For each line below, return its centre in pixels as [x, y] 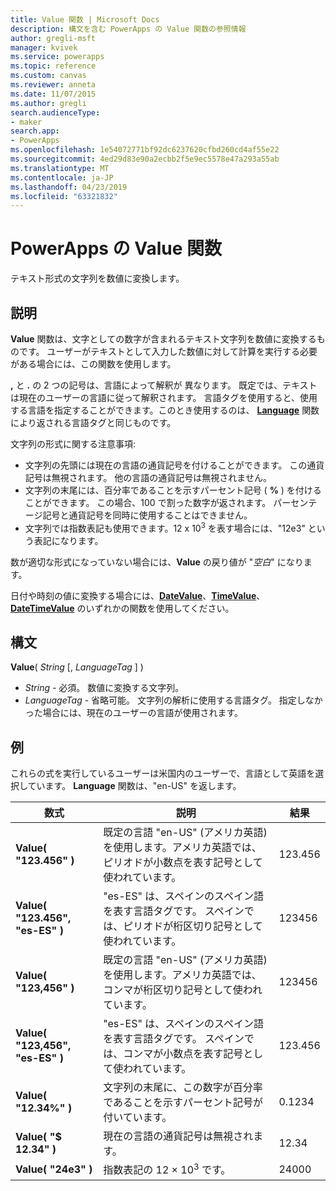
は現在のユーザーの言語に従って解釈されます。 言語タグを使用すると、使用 [164, 397]
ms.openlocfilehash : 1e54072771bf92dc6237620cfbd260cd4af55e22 [145, 150]
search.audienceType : [55, 112]
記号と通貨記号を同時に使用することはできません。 [147, 515]
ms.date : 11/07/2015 [53, 94]
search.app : [35, 131]
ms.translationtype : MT [60, 168]
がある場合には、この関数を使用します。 [93, 364]
